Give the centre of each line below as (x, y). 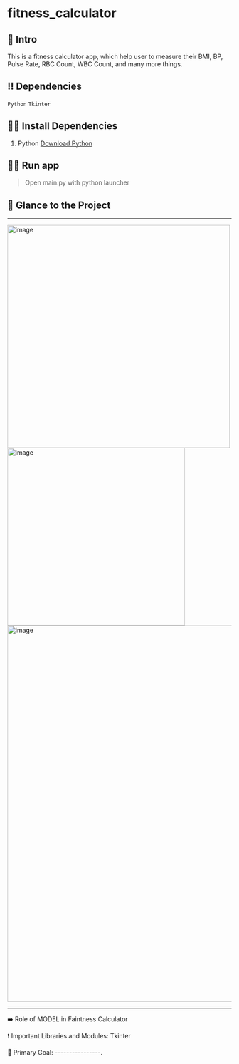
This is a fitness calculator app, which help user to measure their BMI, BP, (115, 56)
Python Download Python (55, 143)
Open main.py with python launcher (77, 182)
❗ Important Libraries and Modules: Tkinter (69, 1036)
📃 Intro (22, 40)
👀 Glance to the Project (59, 205)
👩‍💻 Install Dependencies (63, 126)
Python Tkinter (29, 104)
